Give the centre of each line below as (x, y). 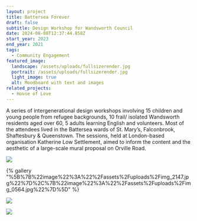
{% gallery (19, 170)
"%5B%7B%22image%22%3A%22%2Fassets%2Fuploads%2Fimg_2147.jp (98, 177)
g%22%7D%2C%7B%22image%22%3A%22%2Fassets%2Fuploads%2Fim (99, 183)
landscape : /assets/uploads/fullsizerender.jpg (71, 66)
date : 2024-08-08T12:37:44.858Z (46, 34)
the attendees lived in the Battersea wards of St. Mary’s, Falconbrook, (91, 129)
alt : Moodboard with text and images (58, 83)
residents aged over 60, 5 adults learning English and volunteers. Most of (95, 123)
